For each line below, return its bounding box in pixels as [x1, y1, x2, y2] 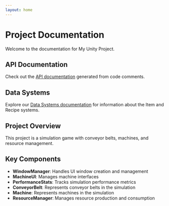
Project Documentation [5, 29, 104, 40]
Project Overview [5, 121, 61, 130]
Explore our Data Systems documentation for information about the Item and [5, 102, 164, 108]
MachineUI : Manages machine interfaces [12, 173, 99, 179]
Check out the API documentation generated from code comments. [5, 74, 145, 80]
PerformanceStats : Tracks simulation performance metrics [12, 179, 136, 185]
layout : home [5, 7, 33, 13]
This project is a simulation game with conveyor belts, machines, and [5, 135, 149, 141]
